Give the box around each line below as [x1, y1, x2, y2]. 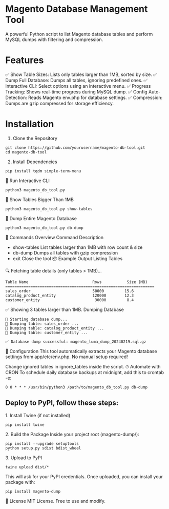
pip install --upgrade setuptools [5, 441, 79, 446]
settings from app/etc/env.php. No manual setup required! [5, 354, 128, 360]
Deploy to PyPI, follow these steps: [5, 399, 119, 407]
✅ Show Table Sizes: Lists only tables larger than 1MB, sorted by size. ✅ [5, 71, 157, 77]
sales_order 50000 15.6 [5, 288, 134, 293]
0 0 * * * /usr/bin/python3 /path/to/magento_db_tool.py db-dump [5, 384, 147, 390]
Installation [5, 119, 54, 130]
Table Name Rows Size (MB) [5, 279, 147, 285]
